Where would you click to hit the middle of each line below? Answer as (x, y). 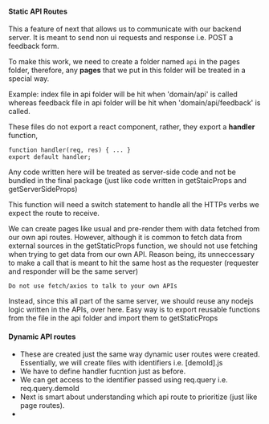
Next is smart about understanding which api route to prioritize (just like (139, 397)
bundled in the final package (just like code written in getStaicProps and (127, 181)
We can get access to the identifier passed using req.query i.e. (124, 380)
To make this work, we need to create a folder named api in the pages (124, 62)
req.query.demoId (50, 389)
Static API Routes (38, 11)
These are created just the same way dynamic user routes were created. (140, 354)
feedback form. (34, 46)
